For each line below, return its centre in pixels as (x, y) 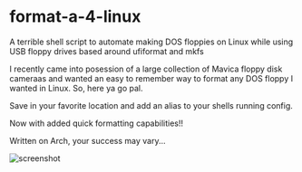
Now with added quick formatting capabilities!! (97, 123)
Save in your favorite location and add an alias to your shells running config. (151, 105)
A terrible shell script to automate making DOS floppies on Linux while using (151, 42)
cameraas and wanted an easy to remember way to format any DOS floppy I (151, 78)
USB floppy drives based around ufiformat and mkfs (107, 51)
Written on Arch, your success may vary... (88, 140)
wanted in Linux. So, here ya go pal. (76, 88)
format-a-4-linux (75, 17)
